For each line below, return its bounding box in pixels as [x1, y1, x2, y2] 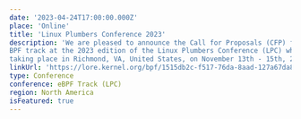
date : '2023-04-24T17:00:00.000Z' [9, 13, 139, 22]
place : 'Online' [9, 21, 70, 30]
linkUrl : [9, 64, 42, 72]
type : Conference [9, 72, 74, 81]
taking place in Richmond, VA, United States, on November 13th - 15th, [9, 55, 287, 64]
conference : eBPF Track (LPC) [9, 80, 123, 89]
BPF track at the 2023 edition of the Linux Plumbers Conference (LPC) [9, 47, 282, 55]
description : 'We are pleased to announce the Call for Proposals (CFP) [9, 38, 287, 47]
